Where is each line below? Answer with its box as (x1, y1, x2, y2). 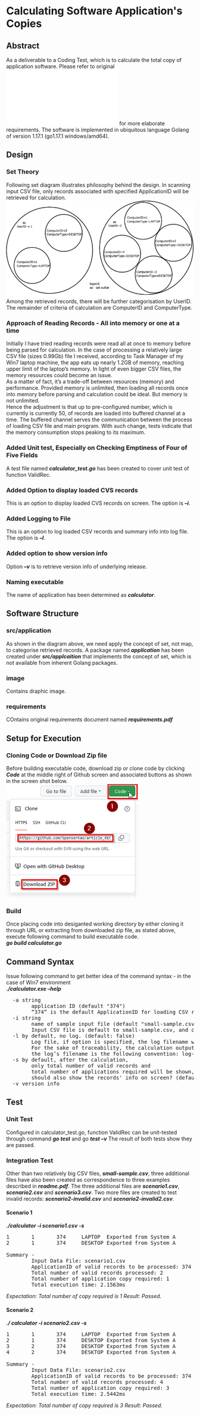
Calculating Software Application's (6, 4, 183, 18)
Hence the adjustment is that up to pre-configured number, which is (6, 403, 173, 411)
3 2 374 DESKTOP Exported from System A (6, 1343, 176, 1350)
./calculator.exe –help (6, 985, 61, 992)
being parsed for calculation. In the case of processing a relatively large (6, 346, 183, 353)
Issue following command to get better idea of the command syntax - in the (6, 973, 192, 980)
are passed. (6, 1141, 36, 1148)
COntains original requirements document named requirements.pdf (6, 716, 173, 723)
